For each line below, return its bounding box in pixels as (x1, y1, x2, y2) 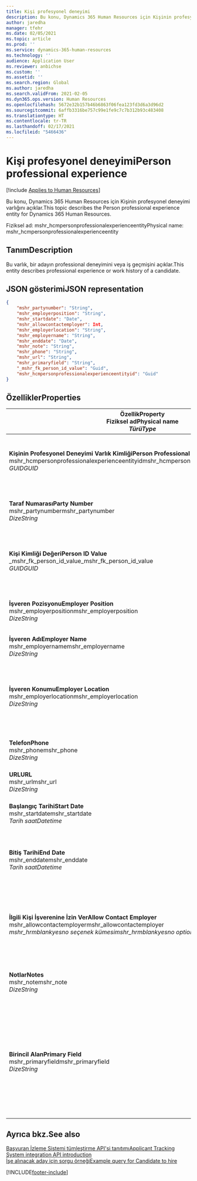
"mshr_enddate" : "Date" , (16, 338, 77, 344)
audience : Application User (6, 58, 75, 64)
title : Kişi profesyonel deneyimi (6, 8, 91, 15)
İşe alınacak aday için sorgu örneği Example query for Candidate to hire (6, 1157, 178, 1165)
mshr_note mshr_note (9, 978, 67, 987)
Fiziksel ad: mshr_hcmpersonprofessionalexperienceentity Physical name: (6, 221, 184, 229)
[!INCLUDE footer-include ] (6, 1169, 69, 1176)
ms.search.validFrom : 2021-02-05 (6, 91, 88, 97)
